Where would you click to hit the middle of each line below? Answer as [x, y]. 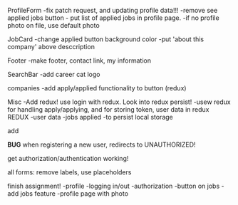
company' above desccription [51, 47]
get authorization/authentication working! [68, 158]
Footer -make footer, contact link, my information [79, 61]
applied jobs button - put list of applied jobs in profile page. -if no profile [113, 18]
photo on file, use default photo [53, 25]
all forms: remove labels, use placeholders [69, 172]
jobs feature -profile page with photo [74, 194]
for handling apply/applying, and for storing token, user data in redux [108, 109]
